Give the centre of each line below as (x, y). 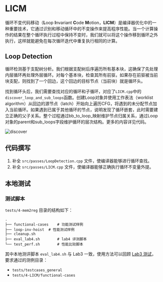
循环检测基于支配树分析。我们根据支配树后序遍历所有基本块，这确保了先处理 (81, 69)
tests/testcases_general (37, 270)
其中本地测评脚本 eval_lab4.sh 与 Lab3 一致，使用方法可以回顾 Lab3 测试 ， (81, 254)
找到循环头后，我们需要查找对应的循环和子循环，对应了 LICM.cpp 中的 (73, 91)
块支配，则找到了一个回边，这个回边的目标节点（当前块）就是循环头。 (75, 81)
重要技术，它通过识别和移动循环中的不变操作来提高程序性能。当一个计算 (81, 28)
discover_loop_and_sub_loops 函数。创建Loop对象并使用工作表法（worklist (79, 97)
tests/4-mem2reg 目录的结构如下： (39, 210)
